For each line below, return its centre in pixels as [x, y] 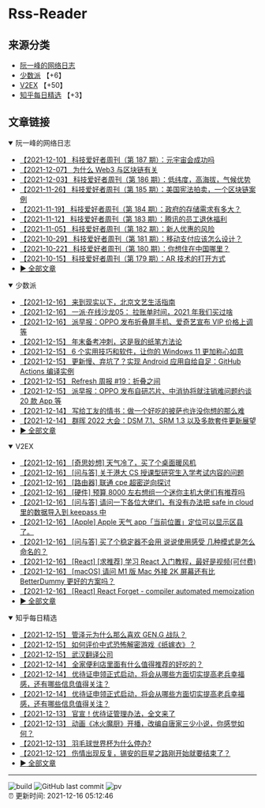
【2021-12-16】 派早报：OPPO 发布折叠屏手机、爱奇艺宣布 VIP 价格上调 [136, 322]
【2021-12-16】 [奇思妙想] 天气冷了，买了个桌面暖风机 [108, 463]
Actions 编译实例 [47, 371]
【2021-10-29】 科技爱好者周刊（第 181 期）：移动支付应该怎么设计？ [131, 239]
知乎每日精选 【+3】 [53, 95]
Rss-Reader [48, 14]
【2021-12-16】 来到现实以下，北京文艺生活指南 [97, 302]
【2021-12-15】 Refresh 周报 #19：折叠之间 [90, 381]
